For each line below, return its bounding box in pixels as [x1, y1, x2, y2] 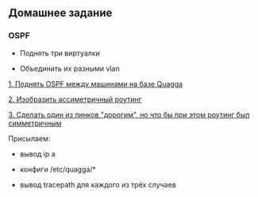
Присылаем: [8, 133, 51, 143]
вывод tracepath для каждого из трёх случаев [19, 180, 176, 189]
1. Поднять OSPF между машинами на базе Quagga [8, 79, 183, 88]
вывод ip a [19, 149, 56, 158]
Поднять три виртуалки [19, 48, 101, 58]
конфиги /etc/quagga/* [19, 164, 97, 174]
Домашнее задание [8, 6, 113, 20]
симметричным [8, 118, 62, 128]
